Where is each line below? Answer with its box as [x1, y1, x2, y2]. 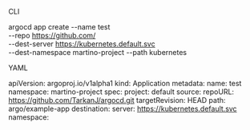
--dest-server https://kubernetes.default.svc [8, 39, 155, 49]
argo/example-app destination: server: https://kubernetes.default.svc [8, 104, 238, 113]
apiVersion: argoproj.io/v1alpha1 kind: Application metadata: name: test [8, 79, 242, 88]
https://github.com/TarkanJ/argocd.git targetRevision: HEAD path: [8, 96, 226, 104]
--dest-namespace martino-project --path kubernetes [8, 48, 187, 57]
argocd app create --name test [8, 22, 111, 31]
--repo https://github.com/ [8, 31, 96, 40]
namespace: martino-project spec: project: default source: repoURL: [8, 87, 235, 97]
